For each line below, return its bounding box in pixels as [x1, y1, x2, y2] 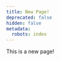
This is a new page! [6, 48, 55, 55]
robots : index [11, 31, 47, 37]
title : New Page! [6, 8, 50, 15]
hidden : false [6, 20, 42, 26]
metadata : [6, 25, 31, 32]
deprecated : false [6, 14, 52, 21]
